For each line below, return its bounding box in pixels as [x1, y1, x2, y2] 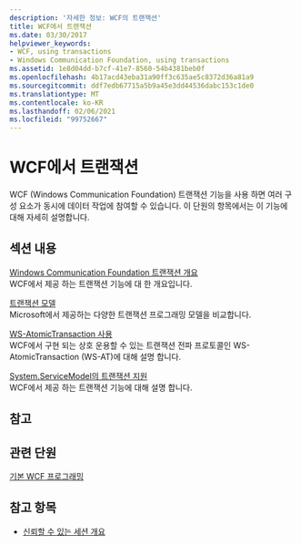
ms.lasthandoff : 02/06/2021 [9, 107, 116, 116]
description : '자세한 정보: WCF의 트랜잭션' [9, 13, 162, 23]
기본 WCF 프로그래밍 [9, 471, 85, 482]
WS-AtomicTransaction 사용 [9, 328, 113, 339]
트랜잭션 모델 [9, 297, 56, 308]
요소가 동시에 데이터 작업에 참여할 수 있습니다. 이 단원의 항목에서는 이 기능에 [18, 201, 288, 211]
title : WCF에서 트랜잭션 [9, 22, 93, 31]
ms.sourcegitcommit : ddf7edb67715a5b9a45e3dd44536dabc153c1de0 [9, 81, 255, 90]
